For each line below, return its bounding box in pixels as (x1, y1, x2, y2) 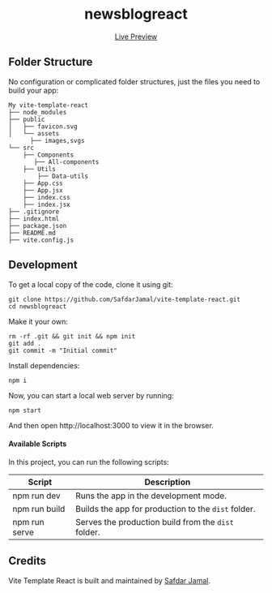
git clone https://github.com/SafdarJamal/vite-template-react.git (8, 295, 241, 303)
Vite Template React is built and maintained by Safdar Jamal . (8, 575, 210, 585)
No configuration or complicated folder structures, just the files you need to (8, 76, 261, 86)
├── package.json (8, 221, 67, 230)
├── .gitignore (8, 208, 60, 216)
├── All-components (33, 157, 100, 166)
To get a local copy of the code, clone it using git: (8, 279, 174, 289)
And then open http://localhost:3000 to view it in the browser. (8, 420, 215, 430)
